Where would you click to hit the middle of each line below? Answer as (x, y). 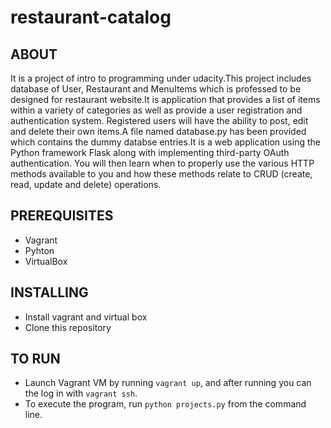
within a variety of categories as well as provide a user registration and (156, 110)
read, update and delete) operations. (86, 184)
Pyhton (39, 250)
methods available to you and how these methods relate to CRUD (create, (161, 174)
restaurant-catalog (91, 17)
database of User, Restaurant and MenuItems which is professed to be (156, 89)
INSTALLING (49, 292)
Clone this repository (68, 327)
